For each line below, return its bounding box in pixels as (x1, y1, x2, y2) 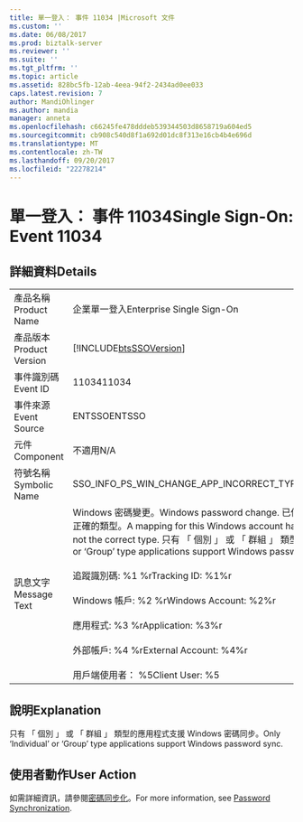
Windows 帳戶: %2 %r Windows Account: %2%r (72, 594, 277, 607)
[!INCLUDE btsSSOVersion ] (72, 342, 186, 355)
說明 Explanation (9, 702, 102, 718)
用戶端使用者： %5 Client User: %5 (72, 669, 220, 682)
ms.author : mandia (9, 106, 78, 115)
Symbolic (14, 479, 54, 491)
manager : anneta (9, 114, 70, 123)
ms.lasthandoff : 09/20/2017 (9, 155, 115, 165)
